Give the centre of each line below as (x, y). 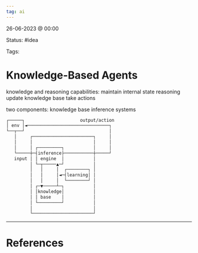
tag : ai (16, 12)
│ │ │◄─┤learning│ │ (63, 175)
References (35, 243)
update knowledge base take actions (51, 98)
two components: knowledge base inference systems (71, 109)
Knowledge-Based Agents (72, 75)
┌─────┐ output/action (60, 120)
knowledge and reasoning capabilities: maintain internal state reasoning (93, 92)
